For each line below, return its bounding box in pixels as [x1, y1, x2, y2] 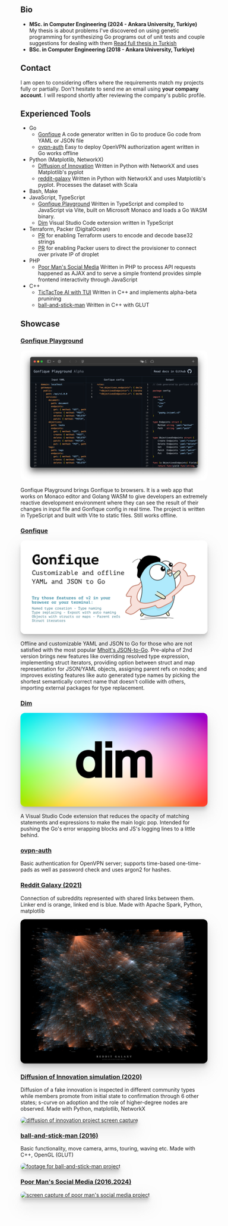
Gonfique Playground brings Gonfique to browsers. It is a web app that [20, 486, 194, 493]
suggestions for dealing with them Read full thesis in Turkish [28, 39, 177, 46]
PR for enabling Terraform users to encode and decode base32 [37, 232, 194, 239]
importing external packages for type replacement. [20, 684, 145, 691]
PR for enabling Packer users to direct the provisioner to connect [37, 244, 197, 252]
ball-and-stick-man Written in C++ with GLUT [37, 302, 150, 309]
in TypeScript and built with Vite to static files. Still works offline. [20, 512, 178, 519]
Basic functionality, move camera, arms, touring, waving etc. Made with [20, 1145, 195, 1152]
